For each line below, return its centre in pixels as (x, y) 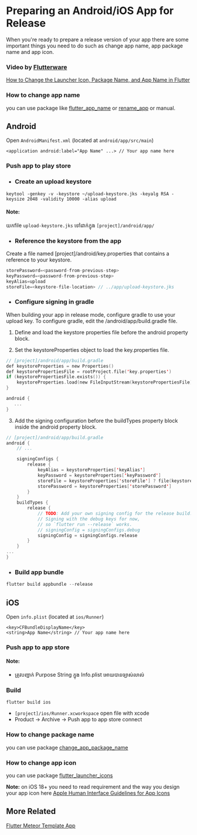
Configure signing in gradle (54, 302)
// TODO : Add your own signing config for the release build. (115, 514)
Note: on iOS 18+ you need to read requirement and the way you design (93, 786)
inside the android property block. (55, 427)
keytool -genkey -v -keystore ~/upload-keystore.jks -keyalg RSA (87, 194)
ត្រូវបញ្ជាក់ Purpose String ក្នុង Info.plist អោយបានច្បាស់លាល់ (79, 675)
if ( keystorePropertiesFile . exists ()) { (56, 377)
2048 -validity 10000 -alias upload (72, 199)
